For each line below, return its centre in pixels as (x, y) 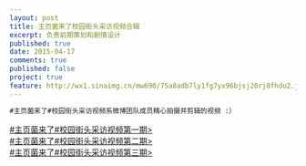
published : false (42, 69)
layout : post (34, 18)
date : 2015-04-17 (42, 52)
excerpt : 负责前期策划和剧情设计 (65, 35)
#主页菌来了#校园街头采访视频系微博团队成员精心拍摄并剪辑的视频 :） (123, 110)
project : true (36, 78)
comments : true (38, 60)
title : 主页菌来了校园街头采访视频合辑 (75, 26)
